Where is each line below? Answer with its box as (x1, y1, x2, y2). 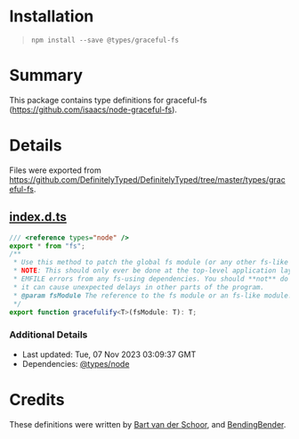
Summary (9, 65, 83, 85)
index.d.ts (9, 209, 67, 224)
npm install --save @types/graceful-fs (30, 36, 180, 45)
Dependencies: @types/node (21, 358, 130, 369)
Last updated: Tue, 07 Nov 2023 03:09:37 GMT (21, 349, 197, 360)
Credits (9, 389, 65, 410)
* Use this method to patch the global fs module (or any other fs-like (12, 258, 289, 267)
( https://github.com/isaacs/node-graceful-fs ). (9, 104, 178, 115)
